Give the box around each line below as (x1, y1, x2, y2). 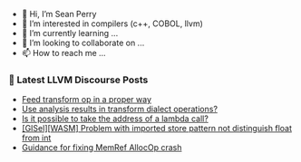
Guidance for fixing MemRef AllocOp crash (21, 142, 182, 153)
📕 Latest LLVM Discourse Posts (8, 73, 149, 86)
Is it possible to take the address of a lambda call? (21, 113, 209, 124)
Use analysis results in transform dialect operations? (21, 104, 218, 115)
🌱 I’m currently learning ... (21, 28, 119, 38)
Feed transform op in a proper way (21, 94, 151, 105)
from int (21, 132, 52, 144)
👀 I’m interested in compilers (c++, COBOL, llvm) (21, 18, 203, 29)
